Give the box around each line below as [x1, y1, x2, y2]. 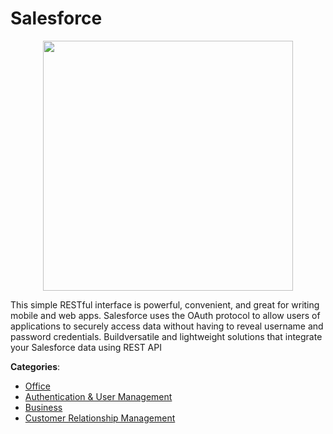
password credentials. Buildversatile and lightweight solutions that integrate [10, 330, 323, 342]
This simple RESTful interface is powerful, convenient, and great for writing [10, 298, 320, 311]
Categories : [10, 360, 61, 372]
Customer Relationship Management [24, 412, 176, 424]
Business [24, 401, 63, 413]
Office [24, 380, 51, 392]
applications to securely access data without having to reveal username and [10, 320, 324, 332]
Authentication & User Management [24, 390, 173, 402]
